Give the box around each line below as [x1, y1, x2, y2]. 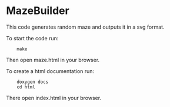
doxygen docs [16, 79, 49, 85]
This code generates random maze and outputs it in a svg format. [6, 23, 165, 30]
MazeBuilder [6, 4, 69, 18]
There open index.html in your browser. [6, 94, 102, 101]
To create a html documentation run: [6, 67, 95, 74]
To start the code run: [6, 34, 59, 42]
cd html [16, 84, 35, 90]
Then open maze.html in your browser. [6, 56, 100, 63]
